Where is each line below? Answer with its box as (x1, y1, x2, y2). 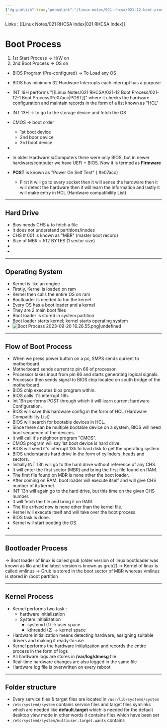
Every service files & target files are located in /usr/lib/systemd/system (12, 696, 159, 702)
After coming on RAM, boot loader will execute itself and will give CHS (12, 477, 157, 483)
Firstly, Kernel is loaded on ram (12, 286, 76, 292)
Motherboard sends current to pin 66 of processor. (12, 366, 117, 372)
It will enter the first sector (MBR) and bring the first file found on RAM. (12, 467, 158, 473)
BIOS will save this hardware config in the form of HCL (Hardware (12, 408, 147, 414)
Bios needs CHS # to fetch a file (12, 222, 78, 228)
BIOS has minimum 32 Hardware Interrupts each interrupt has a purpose (12, 79, 161, 85)
